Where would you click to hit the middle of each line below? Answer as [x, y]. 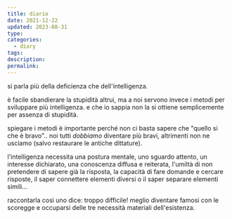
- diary [25, 46]
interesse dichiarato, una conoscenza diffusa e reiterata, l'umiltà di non [110, 164]
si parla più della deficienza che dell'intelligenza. [78, 86]
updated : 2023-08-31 [38, 27]
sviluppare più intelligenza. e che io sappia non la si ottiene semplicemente [116, 107]
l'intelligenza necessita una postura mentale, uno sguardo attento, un [107, 157]
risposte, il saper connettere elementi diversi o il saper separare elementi [113, 179]
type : [15, 33]
